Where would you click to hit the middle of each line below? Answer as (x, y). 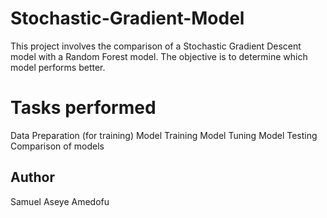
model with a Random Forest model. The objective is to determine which (159, 56)
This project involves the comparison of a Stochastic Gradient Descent (156, 46)
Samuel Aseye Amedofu (60, 201)
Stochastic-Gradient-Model (127, 18)
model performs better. (58, 67)
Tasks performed (83, 108)
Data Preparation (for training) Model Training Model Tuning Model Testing (164, 135)
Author (32, 177)
